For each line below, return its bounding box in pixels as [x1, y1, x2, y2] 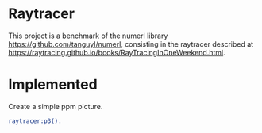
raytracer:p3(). [8, 116, 62, 125]
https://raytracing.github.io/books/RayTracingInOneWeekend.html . [8, 47, 225, 57]
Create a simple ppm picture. [8, 101, 103, 111]
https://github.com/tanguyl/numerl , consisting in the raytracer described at [8, 39, 254, 48]
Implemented [8, 76, 98, 93]
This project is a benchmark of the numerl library [8, 31, 168, 40]
